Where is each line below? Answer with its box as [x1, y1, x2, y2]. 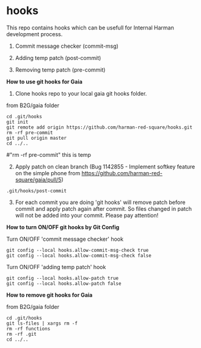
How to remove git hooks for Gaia [6, 291, 93, 298]
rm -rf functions [6, 325, 51, 331]
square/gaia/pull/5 [15, 176, 62, 183]
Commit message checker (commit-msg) [15, 42, 119, 50]
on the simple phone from [15, 169, 81, 176]
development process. [6, 30, 63, 37]
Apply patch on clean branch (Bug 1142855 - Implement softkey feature [15, 163, 196, 170]
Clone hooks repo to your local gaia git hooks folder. [15, 89, 147, 97]
